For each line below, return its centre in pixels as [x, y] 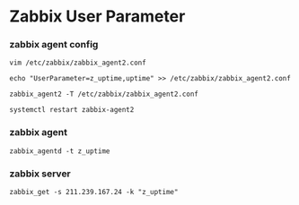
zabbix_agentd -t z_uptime [60, 151]
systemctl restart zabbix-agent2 [72, 110]
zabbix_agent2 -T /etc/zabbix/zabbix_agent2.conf [104, 94]
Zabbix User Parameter [97, 17]
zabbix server [40, 174]
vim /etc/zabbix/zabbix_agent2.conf [78, 63]
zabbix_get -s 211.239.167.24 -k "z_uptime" [94, 192]
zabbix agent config [54, 45]
